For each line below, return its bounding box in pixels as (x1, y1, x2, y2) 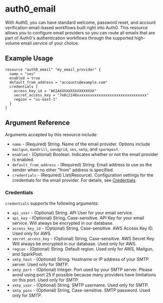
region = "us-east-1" (14, 97, 57, 102)
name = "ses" (9, 71, 36, 76)
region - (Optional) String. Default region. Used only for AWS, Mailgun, (12, 246, 154, 251)
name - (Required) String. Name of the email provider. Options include (12, 141, 150, 147)
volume (5, 40, 20, 46)
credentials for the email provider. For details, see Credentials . (12, 177, 137, 183)
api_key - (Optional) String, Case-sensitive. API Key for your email (12, 215, 145, 221)
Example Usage (5, 54, 54, 63)
